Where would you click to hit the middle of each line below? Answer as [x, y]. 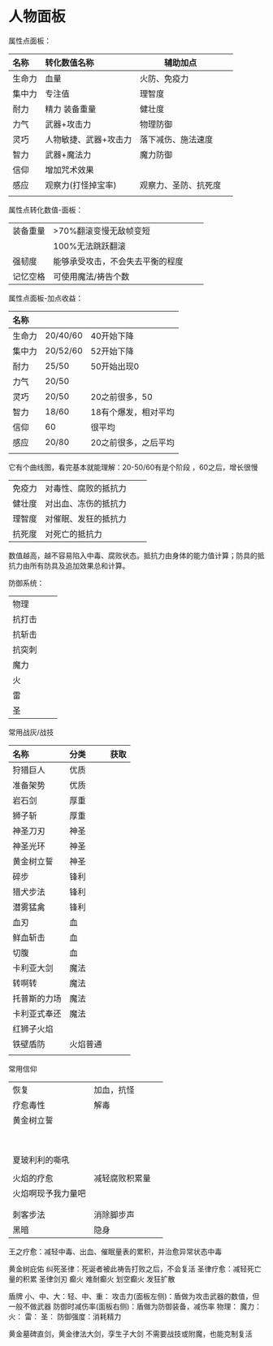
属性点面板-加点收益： [46, 298]
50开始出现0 [115, 366]
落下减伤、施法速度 [176, 139]
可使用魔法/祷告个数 [91, 276]
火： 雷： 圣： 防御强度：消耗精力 [65, 1316]
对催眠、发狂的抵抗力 [86, 518]
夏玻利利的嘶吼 [41, 1160]
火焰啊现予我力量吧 [50, 1193]
